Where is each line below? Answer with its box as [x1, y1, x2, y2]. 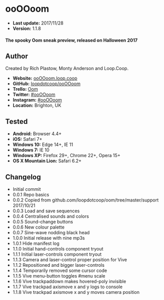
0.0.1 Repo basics [12, 191, 49, 197]
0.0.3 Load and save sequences [12, 208, 80, 214]
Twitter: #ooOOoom [12, 91, 56, 97]
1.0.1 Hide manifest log [12, 240, 60, 246]
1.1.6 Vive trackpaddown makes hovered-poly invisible [12, 278, 126, 284]
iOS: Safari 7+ [12, 136, 42, 142]
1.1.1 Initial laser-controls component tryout [12, 251, 102, 257]
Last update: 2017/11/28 [12, 20, 64, 26]
